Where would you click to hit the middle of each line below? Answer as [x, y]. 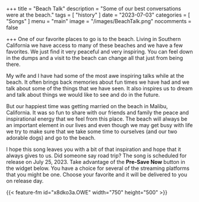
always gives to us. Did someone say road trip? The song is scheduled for [97, 156]
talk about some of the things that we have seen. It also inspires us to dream [99, 88]
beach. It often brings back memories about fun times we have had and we [98, 82]
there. [13, 64]
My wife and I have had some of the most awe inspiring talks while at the [95, 76]
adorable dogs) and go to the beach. [51, 138]
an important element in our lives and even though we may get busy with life [99, 125]
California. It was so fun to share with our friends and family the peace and [97, 113]
